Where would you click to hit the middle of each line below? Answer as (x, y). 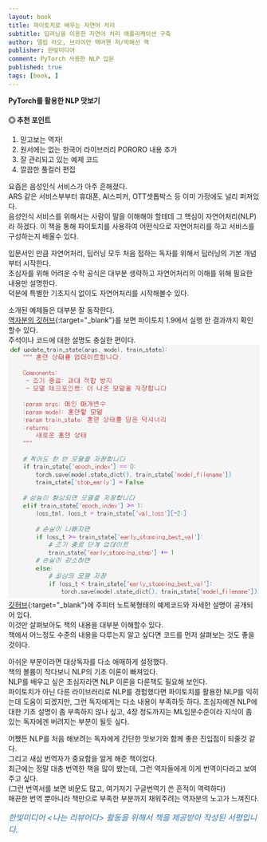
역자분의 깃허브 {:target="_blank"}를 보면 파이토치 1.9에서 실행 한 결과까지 (124, 320)
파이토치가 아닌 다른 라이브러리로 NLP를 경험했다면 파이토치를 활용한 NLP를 (126, 691)
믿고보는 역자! (41, 139)
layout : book (30, 17)
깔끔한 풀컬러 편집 (47, 169)
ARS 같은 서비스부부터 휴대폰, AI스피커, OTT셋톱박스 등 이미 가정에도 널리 (123, 196)
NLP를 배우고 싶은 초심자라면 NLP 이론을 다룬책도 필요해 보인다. (108, 682)
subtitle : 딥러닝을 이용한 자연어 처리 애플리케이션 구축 (90, 34)
